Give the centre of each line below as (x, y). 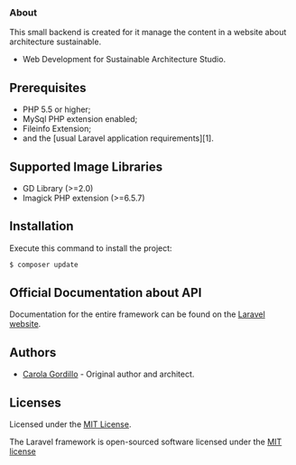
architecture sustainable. (55, 42)
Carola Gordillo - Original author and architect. (108, 374)
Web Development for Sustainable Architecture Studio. (124, 60)
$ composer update (44, 265)
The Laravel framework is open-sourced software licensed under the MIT (146, 442)
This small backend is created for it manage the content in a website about (148, 33)
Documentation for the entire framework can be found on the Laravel (138, 314)
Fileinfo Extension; (57, 129)
